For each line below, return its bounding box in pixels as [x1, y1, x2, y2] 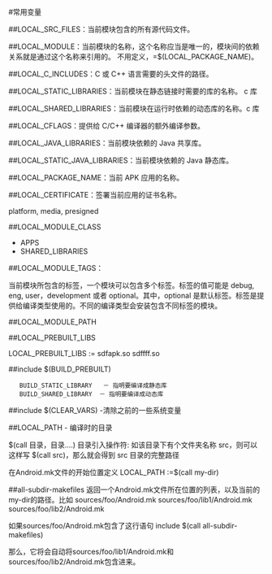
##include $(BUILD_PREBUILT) [8, 364, 111, 374]
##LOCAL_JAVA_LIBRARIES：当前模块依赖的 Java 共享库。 [8, 138, 206, 148]
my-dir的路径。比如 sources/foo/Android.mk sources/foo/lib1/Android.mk [8, 495, 253, 504]
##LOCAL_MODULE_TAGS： [8, 263, 104, 272]
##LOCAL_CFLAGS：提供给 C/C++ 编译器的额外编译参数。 [8, 121, 205, 130]
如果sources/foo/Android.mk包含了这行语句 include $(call [8, 521, 201, 530]
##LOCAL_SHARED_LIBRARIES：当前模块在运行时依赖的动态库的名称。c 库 [8, 104, 260, 113]
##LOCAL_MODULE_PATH [8, 317, 97, 327]
